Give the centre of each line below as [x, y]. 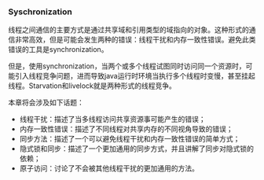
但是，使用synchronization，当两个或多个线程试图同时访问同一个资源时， [127, 66]
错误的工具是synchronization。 [58, 50]
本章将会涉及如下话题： [46, 103]
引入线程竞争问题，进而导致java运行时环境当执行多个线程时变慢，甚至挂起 [135, 76]
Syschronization [40, 12]
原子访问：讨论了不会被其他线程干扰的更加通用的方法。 [109, 168]
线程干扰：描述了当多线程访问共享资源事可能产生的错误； [112, 119]
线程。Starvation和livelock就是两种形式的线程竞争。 [92, 86]
